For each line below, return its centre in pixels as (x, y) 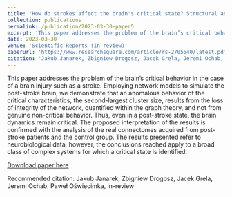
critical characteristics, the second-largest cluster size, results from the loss (115, 100)
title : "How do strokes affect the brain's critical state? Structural (112, 13)
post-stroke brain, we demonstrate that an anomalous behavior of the (106, 93)
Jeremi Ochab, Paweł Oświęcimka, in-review (71, 186)
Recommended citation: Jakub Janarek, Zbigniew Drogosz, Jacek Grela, (110, 178)
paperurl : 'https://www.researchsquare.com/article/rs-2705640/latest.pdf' (118, 53)
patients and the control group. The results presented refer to (114, 137)
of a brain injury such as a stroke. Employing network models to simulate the (116, 85)
